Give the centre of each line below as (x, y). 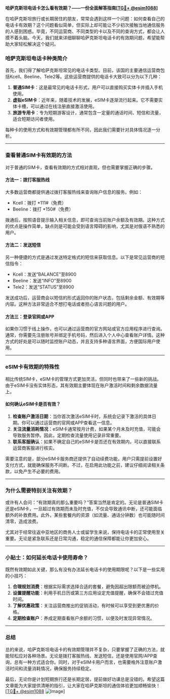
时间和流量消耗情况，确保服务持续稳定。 (52, 668)
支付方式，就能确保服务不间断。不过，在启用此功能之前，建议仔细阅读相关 (83, 465)
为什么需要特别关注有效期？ (39, 490)
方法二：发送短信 (23, 245)
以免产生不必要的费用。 (38, 471)
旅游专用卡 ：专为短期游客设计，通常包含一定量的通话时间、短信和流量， (88, 113)
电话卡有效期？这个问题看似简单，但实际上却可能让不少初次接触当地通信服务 (85, 25)
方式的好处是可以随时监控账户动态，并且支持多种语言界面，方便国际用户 (80, 342)
